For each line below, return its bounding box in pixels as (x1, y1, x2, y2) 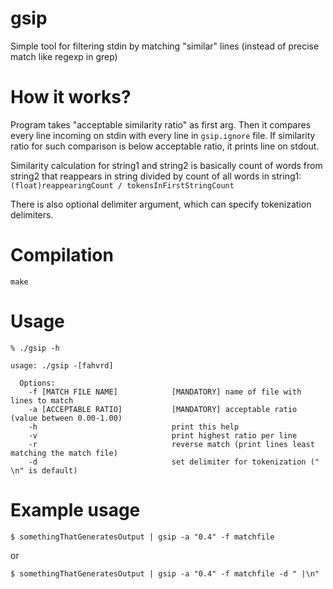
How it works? (10, 86, 132, 109)
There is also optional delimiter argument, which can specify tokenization (10, 198, 312, 210)
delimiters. (10, 208, 54, 221)
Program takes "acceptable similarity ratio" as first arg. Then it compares (10, 118, 312, 131)
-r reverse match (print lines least (28, 439, 315, 449)
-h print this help (28, 422, 240, 432)
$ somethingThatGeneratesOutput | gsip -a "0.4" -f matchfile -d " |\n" (10, 568, 320, 579)
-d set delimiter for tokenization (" (28, 457, 320, 467)
